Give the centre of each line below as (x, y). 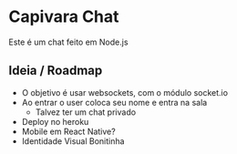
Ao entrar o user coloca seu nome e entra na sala (114, 102)
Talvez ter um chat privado (86, 112)
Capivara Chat (64, 17)
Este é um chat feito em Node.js (68, 42)
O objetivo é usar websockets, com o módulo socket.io (125, 92)
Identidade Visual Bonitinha (73, 141)
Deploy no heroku (55, 121)
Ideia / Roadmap (56, 71)
